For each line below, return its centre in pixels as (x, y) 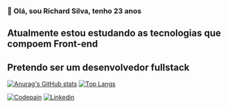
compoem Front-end (53, 44)
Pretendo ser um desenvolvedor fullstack (98, 67)
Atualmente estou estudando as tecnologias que (114, 33)
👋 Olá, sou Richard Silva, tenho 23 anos (74, 11)
